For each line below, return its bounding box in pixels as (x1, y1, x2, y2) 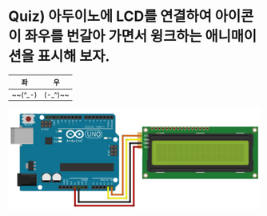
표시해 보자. (37, 47, 110, 66)
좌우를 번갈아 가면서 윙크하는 (24, 27, 202, 46)
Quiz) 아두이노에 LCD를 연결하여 (8, 7, 212, 26)
